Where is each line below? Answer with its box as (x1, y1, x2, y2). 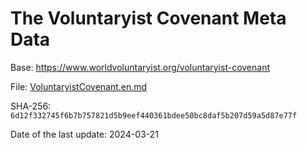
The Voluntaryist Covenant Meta (10, 7, 287, 30)
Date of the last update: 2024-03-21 (10, 128, 159, 140)
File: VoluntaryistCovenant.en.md (10, 80, 148, 92)
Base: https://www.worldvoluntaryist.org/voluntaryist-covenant (10, 61, 270, 73)
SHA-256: (10, 100, 52, 112)
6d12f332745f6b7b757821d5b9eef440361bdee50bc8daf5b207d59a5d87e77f (10, 110, 298, 121)
